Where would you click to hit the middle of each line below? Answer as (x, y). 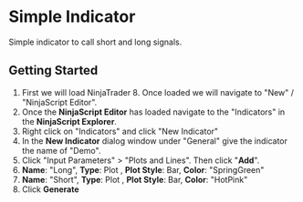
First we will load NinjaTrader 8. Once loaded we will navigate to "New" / (157, 92)
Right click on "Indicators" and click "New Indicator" (120, 131)
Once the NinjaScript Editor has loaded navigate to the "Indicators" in (153, 112)
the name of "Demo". (61, 150)
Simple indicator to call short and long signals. (95, 42)
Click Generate (50, 189)
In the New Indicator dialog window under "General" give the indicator (155, 141)
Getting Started (53, 71)
